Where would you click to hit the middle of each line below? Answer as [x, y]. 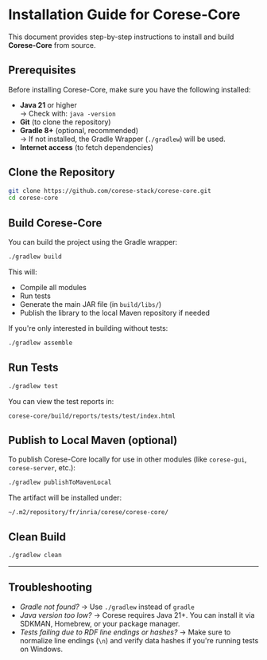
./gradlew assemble [41, 343]
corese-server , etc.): [42, 468]
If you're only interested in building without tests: [88, 328]
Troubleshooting [50, 587]
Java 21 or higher [48, 104]
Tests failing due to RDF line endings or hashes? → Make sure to [125, 632]
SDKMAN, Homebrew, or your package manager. [100, 623]
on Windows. [41, 649]
